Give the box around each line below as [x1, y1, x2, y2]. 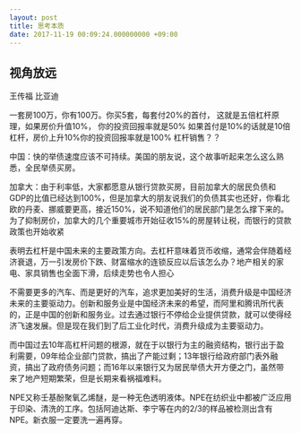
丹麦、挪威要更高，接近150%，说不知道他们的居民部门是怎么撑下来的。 [24, 204, 289, 215]
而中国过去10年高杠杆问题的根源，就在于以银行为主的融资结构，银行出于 [9, 340, 277, 351]
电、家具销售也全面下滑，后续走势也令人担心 [9, 268, 175, 279]
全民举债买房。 [24, 162, 81, 173]
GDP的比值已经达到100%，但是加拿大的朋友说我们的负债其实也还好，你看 [9, 193, 282, 204]
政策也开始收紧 [9, 226, 64, 238]
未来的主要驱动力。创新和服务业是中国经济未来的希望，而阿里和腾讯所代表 [9, 298, 284, 309]
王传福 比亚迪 [9, 91, 59, 101]
